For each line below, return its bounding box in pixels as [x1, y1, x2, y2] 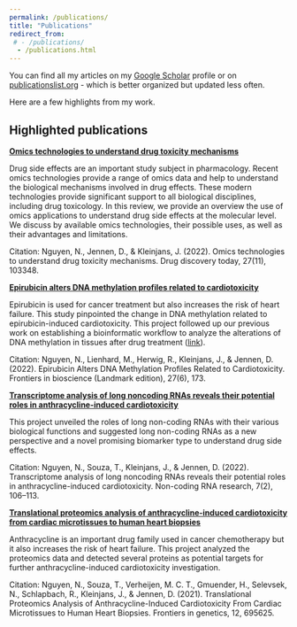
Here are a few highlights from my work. [9, 97, 156, 107]
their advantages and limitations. [9, 228, 128, 239]
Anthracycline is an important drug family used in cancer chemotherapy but [9, 533, 285, 545]
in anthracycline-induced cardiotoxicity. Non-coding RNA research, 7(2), [9, 480, 273, 492]
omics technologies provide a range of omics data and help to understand [9, 172, 278, 182]
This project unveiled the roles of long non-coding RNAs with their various [9, 416, 279, 427]
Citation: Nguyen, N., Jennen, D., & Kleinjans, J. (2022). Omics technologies [9, 245, 286, 257]
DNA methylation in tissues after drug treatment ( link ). [9, 337, 206, 347]
